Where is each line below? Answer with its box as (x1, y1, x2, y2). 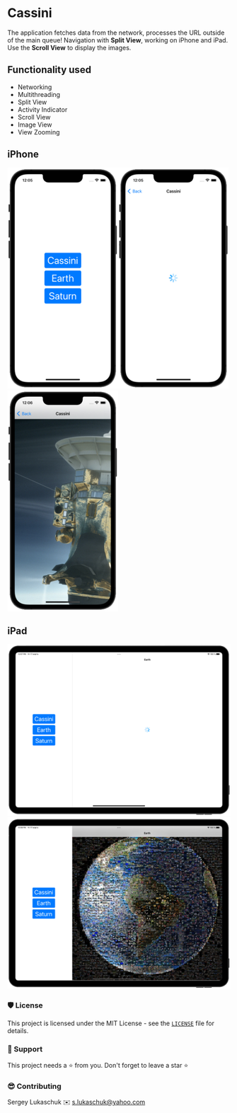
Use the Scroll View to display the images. (7, 43, 132, 52)
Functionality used (7, 64, 92, 76)
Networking (17, 83, 52, 91)
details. (7, 1027, 29, 1035)
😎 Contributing (7, 1081, 62, 1091)
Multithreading (17, 90, 61, 98)
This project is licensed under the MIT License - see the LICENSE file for (7, 1019, 214, 1027)
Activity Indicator (17, 105, 68, 114)
